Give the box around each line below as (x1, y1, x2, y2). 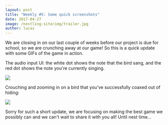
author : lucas (5, 26, 35, 31)
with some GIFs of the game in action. (5, 50, 84, 56)
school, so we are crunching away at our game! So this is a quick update (5, 45, 155, 51)
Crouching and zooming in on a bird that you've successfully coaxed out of (5, 84, 160, 90)
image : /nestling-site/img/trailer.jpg (5, 21, 89, 26)
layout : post (5, 7, 33, 12)
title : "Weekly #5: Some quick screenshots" (5, 12, 100, 17)
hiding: (5, 89, 20, 95)
